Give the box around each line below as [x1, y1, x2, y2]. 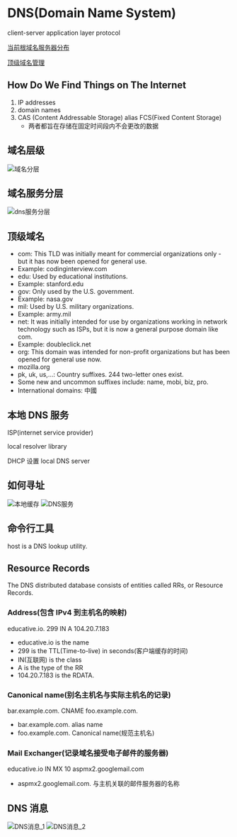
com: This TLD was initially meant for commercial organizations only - [17, 250, 221, 258]
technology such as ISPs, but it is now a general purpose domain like [17, 325, 219, 334]
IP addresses [17, 98, 56, 106]
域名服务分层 [7, 187, 64, 199]
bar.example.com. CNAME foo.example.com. [7, 706, 138, 715]
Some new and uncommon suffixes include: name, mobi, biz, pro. [17, 378, 209, 386]
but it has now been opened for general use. [17, 257, 147, 266]
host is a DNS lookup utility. [7, 542, 88, 550]
